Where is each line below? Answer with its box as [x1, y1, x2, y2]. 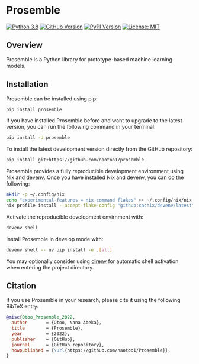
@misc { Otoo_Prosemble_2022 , [6, 314, 76, 320]
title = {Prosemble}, [11, 326, 84, 331]
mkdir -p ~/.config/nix [6, 191, 65, 198]
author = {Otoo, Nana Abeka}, [11, 320, 102, 326]
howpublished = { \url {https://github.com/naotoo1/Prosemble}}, [11, 347, 171, 353]
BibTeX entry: [6, 303, 39, 310]
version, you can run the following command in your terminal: [6, 123, 156, 131]
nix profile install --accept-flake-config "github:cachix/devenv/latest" [6, 202, 195, 209]
